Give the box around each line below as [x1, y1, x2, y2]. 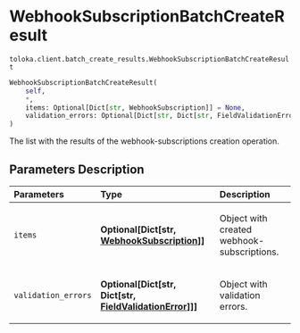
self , [25, 87, 46, 96]
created [219, 223, 253, 236]
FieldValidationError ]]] [100, 301, 198, 312]
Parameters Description [9, 162, 145, 177]
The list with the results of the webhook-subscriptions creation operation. [9, 136, 279, 146]
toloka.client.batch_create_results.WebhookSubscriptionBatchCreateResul [9, 54, 290, 63]
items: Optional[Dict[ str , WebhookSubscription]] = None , [25, 103, 246, 112]
